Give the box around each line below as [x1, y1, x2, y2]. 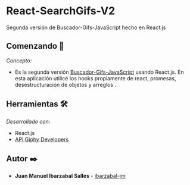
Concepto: [6, 57, 32, 64]
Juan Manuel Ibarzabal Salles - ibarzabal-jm [14, 173, 126, 180]
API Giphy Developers [14, 136, 69, 143]
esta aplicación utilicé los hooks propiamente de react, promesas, [14, 74, 176, 81]
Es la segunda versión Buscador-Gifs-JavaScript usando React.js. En [14, 68, 184, 76]
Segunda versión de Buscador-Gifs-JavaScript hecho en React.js [6, 24, 166, 31]
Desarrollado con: [6, 118, 51, 125]
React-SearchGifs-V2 [6, 4, 116, 18]
